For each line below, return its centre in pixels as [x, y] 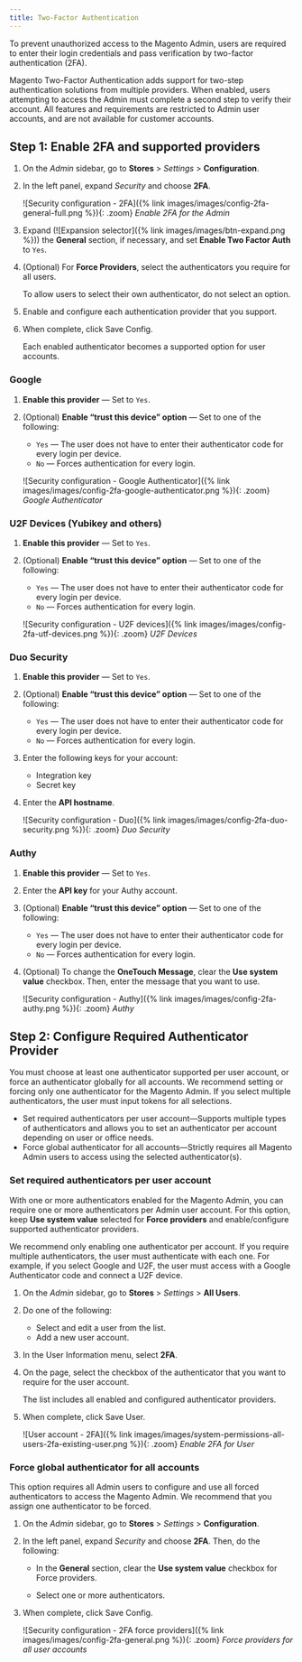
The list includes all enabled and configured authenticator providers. [149, 1399]
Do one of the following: [67, 1310]
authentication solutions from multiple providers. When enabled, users [140, 89]
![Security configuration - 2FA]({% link [93, 203]
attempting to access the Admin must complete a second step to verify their [151, 99]
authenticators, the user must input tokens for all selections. [121, 1101]
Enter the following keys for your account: [100, 758]
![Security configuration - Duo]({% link [94, 820]
